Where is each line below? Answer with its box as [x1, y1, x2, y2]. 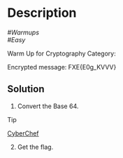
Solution [7, 83, 45, 96]
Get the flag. [17, 143, 54, 151]
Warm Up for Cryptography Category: [7, 49, 117, 58]
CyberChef [7, 129, 40, 138]
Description [7, 5, 77, 21]
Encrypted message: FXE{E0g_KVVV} [7, 62, 117, 71]
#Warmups [7, 28, 40, 37]
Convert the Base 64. [17, 102, 79, 110]
